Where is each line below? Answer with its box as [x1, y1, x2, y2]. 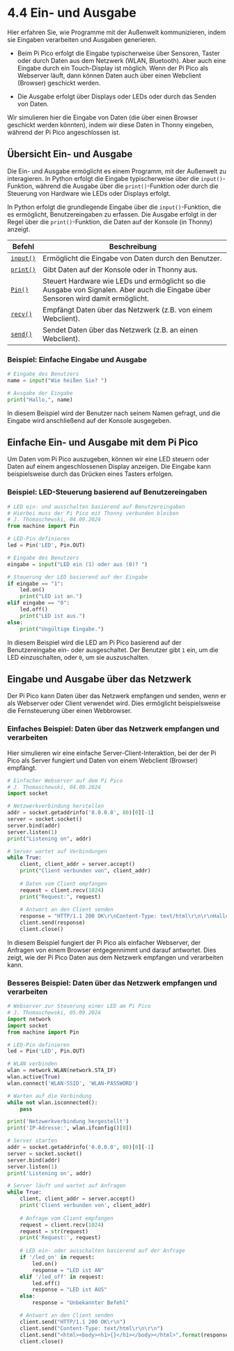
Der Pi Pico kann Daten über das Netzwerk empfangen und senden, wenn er [7, 692, 226, 700]
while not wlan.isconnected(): [7, 1099, 98, 1106]
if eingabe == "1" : [7, 580, 64, 587]
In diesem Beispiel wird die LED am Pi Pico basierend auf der [7, 638, 182, 646]
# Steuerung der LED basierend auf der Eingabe [7, 573, 148, 581]
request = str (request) [19, 1228, 89, 1235]
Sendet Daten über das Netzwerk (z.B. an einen [42, 325, 198, 335]
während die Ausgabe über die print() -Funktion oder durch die [35, 182, 219, 190]
